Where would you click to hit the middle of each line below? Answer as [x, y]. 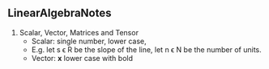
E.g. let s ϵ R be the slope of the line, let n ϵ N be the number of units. [147, 49]
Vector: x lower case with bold [82, 58]
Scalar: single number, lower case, [89, 41]
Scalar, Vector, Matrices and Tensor [79, 32]
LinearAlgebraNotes [60, 13]
